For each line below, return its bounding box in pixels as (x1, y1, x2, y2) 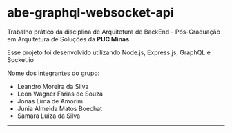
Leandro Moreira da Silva (17, 82, 89, 90)
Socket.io (7, 55, 35, 63)
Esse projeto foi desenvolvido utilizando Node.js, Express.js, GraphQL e (7, 48, 211, 57)
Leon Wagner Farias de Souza (17, 90, 104, 98)
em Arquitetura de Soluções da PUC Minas (7, 34, 130, 43)
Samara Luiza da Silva (17, 112, 81, 120)
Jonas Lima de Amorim (17, 96, 84, 105)
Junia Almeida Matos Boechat (17, 104, 102, 112)
